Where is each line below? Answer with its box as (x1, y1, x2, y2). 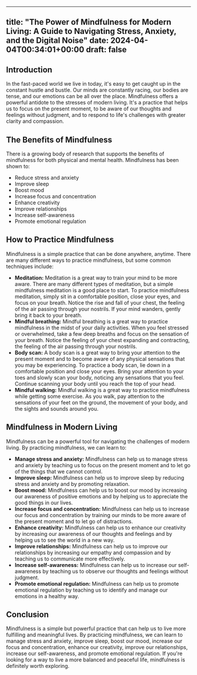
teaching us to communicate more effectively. (14, 555, 125, 562)
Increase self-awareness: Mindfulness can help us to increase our (14, 561, 177, 568)
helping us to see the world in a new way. (14, 536, 115, 544)
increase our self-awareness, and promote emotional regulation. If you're (6, 650, 183, 657)
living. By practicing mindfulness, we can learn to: (6, 444, 127, 451)
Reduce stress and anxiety (14, 174, 79, 181)
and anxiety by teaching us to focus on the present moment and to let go (14, 461, 191, 468)
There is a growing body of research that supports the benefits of (6, 150, 165, 157)
